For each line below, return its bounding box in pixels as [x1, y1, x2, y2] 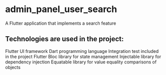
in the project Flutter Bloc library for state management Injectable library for [5, 53, 161, 59]
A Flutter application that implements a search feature [5, 20, 116, 26]
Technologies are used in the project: [5, 35, 124, 43]
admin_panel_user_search [5, 4, 117, 15]
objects [5, 64, 21, 70]
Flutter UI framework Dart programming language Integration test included [5, 48, 159, 54]
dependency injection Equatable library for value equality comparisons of [5, 59, 157, 65]
